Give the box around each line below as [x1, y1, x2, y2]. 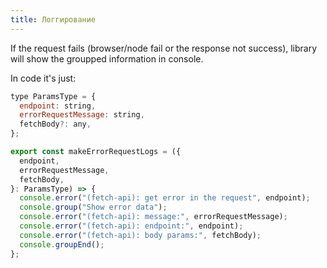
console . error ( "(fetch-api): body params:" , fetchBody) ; [19, 230, 262, 240]
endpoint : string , [19, 101, 97, 111]
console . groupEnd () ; [19, 239, 105, 250]
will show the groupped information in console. [10, 52, 204, 65]
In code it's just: [10, 72, 77, 84]
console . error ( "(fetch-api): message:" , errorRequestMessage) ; [19, 212, 288, 222]
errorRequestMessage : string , [19, 110, 145, 120]
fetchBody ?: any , [19, 119, 92, 130]
